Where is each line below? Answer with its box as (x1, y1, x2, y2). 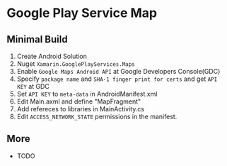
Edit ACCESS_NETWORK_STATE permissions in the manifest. (16, 112, 177, 121)
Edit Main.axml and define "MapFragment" (16, 97, 141, 106)
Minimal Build (6, 33, 68, 45)
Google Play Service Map (6, 5, 157, 21)
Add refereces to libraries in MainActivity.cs (16, 105, 145, 113)
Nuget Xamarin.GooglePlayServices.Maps (16, 60, 135, 68)
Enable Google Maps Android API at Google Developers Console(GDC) (16, 67, 221, 75)
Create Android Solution (16, 52, 88, 60)
